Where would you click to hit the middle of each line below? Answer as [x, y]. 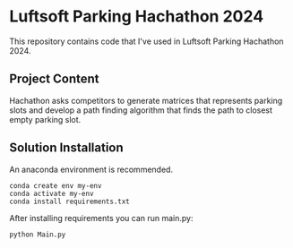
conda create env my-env [56, 185]
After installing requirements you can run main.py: [102, 218]
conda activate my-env [52, 193]
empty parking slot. [45, 119]
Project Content [54, 79]
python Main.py [38, 235]
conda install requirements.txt [69, 201]
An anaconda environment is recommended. [91, 169]
